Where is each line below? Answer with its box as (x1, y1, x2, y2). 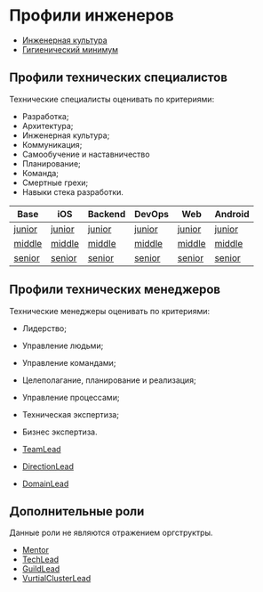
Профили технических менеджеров (9, 282, 220, 297)
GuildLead (21, 564, 60, 574)
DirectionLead (21, 460, 74, 472)
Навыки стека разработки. (21, 186, 124, 197)
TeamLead (21, 443, 61, 454)
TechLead (21, 554, 60, 565)
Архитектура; (21, 120, 74, 131)
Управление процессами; (21, 392, 120, 402)
